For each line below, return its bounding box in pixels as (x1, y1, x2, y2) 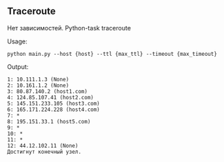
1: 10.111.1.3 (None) (7, 76, 70, 83)
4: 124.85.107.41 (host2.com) (7, 94, 94, 101)
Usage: (7, 37, 28, 45)
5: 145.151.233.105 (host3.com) (7, 100, 100, 107)
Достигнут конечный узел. (7, 148, 81, 155)
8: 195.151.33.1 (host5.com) (7, 118, 91, 125)
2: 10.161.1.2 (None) (7, 82, 70, 89)
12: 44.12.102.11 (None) (7, 142, 79, 149)
